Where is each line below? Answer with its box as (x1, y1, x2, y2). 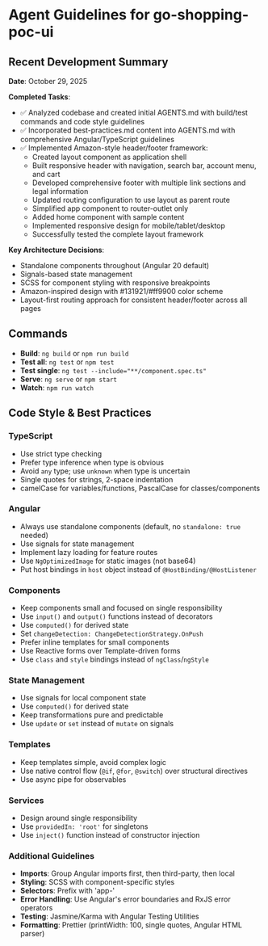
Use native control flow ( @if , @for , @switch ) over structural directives (19, 766, 249, 776)
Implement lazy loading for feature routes (19, 547, 158, 557)
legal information (31, 187, 89, 196)
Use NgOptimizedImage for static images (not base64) (19, 556, 196, 565)
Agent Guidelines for (8, 6, 151, 24)
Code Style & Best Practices (8, 406, 152, 420)
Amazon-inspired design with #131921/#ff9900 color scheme (19, 287, 224, 296)
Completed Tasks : (8, 92, 71, 102)
